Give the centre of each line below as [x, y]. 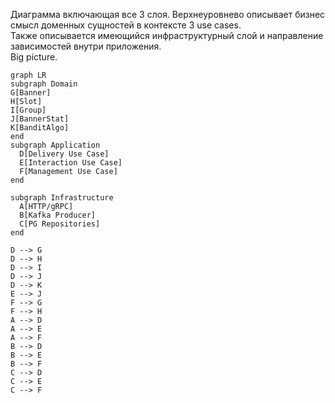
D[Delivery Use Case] [64, 154]
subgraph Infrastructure [62, 198]
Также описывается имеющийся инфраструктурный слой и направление [167, 35]
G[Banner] [31, 93]
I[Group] [28, 110]
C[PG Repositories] [60, 224]
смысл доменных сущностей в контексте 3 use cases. [126, 25]
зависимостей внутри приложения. [86, 46]
